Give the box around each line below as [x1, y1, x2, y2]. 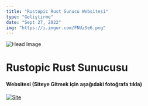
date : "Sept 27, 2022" [6, 19, 61, 25]
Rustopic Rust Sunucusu [6, 61, 129, 75]
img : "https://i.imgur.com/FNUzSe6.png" [6, 24, 106, 31]
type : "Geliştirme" [6, 14, 54, 20]
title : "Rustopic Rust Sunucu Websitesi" [6, 8, 109, 15]
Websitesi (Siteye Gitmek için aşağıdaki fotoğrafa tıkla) [6, 81, 142, 88]
